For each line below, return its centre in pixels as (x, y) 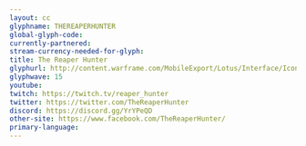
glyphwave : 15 (36, 77)
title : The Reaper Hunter (58, 60)
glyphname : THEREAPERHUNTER (63, 26)
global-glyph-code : (46, 34)
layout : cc (30, 18)
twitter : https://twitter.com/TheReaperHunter (99, 102)
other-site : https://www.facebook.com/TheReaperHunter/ (117, 119)
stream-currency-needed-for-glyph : (77, 52)
